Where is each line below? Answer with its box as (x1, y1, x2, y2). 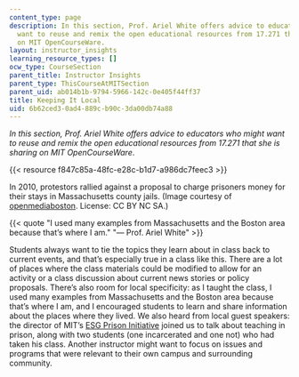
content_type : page (9, 12, 82, 22)
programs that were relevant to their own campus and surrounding (9, 349, 254, 359)
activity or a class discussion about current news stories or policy (9, 273, 250, 284)
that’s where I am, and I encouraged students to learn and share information (9, 301, 287, 312)
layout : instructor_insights (9, 46, 117, 55)
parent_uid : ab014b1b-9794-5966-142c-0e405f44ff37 (9, 87, 201, 96)
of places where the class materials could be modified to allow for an (9, 263, 263, 274)
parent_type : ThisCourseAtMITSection (9, 79, 149, 88)
